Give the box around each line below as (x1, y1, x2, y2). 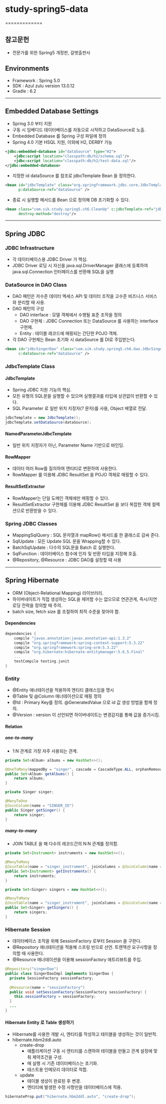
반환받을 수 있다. (25, 507, 58, 514)
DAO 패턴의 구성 (12, 306, 44, 312)
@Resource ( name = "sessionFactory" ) (9, 985, 85, 990)
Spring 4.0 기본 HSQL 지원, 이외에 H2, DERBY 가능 (12, 139, 113, 145)
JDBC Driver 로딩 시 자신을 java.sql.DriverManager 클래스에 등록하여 (12, 263, 148, 269)
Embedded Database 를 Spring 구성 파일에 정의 (12, 133, 107, 139)
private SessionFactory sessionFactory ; (9, 976, 94, 981)
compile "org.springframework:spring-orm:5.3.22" (14, 645, 119, 650)
